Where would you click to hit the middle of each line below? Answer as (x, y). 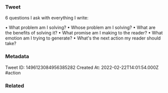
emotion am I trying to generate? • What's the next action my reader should (83, 38)
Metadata (17, 56)
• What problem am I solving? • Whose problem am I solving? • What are (80, 27)
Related (15, 85)
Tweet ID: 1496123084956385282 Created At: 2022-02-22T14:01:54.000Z (82, 67)
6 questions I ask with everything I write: (47, 18)
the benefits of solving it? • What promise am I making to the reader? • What (84, 33)
